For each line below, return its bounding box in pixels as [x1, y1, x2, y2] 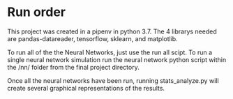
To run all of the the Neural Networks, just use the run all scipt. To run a [7, 48, 213, 56]
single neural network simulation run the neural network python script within [7, 55, 227, 63]
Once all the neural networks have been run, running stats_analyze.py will [7, 76, 219, 84]
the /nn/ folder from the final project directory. [7, 63, 140, 71]
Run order [7, 4, 66, 20]
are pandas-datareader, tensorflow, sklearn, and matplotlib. [7, 34, 178, 43]
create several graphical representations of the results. [7, 84, 165, 92]
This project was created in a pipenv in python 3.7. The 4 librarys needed [7, 27, 218, 36]
